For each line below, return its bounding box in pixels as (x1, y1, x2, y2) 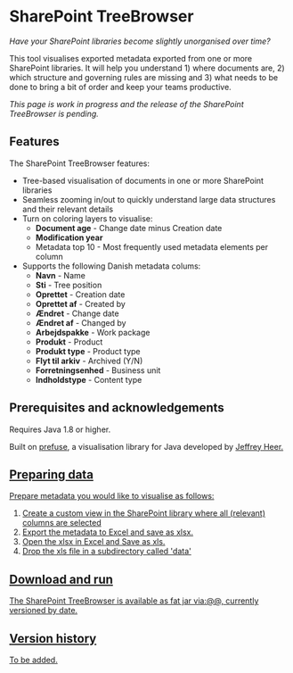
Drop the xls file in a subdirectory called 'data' (21, 546, 191, 557)
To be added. (9, 654, 58, 665)
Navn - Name (35, 270, 86, 280)
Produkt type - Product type (35, 345, 141, 356)
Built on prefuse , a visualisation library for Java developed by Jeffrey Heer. (9, 441, 284, 452)
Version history (9, 631, 97, 646)
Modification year (35, 232, 103, 243)
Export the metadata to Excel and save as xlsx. (21, 527, 194, 537)
